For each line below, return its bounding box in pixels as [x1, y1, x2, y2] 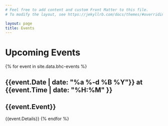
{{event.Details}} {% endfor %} [5, 116, 69, 122]
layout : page [5, 21, 32, 26]
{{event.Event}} [5, 103, 56, 111]
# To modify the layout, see [5, 12, 66, 17]
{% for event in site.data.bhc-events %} [5, 63, 87, 70]
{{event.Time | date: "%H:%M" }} [5, 86, 112, 94]
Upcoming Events [5, 47, 80, 58]
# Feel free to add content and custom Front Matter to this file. [5, 7, 149, 12]
